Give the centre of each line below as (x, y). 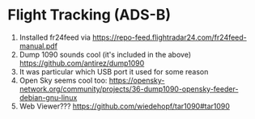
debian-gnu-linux (48, 97)
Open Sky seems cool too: (63, 80)
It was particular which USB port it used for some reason (114, 71)
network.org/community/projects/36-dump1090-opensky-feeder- (129, 89)
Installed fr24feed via (55, 37)
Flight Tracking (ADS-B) (89, 15)
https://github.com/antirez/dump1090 (82, 63)
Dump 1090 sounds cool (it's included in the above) (105, 54)
